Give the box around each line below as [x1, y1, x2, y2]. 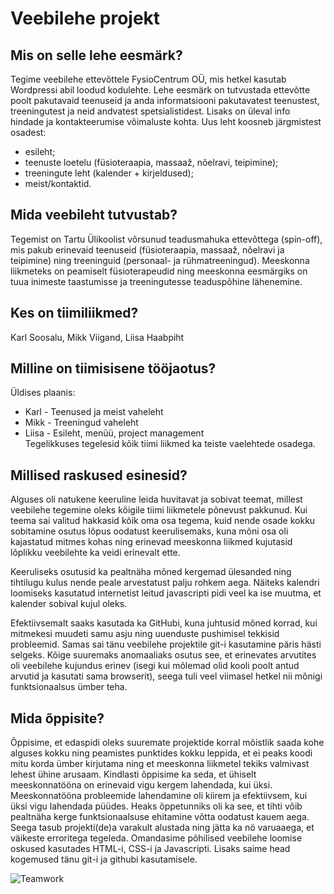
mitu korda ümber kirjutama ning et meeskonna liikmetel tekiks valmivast [10, 758, 310, 770]
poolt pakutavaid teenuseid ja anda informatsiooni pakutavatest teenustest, [10, 95, 320, 106]
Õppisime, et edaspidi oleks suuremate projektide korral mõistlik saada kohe [10, 737, 325, 749]
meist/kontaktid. [24, 178, 92, 189]
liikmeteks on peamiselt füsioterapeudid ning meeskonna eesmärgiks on [10, 265, 308, 277]
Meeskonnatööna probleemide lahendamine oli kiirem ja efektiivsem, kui [10, 790, 308, 802]
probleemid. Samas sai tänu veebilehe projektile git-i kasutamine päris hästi [10, 638, 322, 651]
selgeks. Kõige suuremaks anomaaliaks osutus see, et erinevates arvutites [10, 649, 317, 661]
